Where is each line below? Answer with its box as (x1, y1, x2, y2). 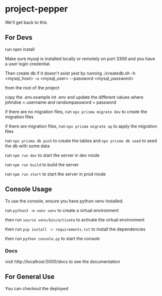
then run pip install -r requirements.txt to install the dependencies (5, 226, 146, 232)
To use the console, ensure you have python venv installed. (5, 198, 124, 204)
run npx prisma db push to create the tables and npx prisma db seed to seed (5, 138, 157, 143)
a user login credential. (5, 61, 51, 66)
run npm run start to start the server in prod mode (5, 171, 106, 177)
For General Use (5, 273, 55, 281)
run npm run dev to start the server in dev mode (5, 152, 100, 158)
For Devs (5, 33, 32, 42)
